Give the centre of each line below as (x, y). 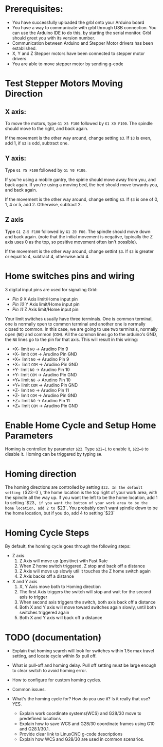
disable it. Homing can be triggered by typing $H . (54, 454)
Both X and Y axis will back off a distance (61, 618)
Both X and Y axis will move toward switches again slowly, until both (88, 607)
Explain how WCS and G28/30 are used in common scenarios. (82, 739)
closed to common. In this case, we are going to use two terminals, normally (81, 329)
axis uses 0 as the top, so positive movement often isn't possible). (71, 242)
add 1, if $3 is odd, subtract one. (37, 143)
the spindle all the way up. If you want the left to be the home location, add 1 (81, 498)
